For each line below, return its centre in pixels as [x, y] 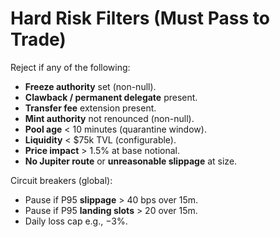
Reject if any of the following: [70, 67]
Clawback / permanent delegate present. [111, 97]
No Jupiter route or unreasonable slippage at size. [131, 161]
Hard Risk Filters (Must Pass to [140, 18]
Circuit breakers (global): [61, 180]
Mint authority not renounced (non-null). [109, 118]
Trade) [38, 39]
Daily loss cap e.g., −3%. [76, 221]
